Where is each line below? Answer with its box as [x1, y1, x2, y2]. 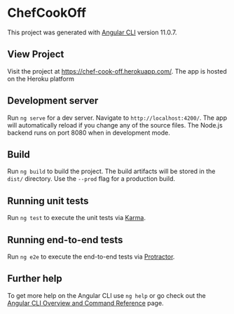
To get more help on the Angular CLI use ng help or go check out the [7, 291, 206, 299]
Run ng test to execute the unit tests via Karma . [7, 214, 146, 222]
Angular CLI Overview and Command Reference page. [7, 299, 164, 307]
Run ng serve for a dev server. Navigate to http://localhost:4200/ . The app [7, 114, 228, 122]
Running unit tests [7, 195, 89, 207]
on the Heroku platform [7, 74, 75, 83]
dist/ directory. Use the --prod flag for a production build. [7, 175, 175, 183]
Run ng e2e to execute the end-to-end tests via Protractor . [7, 252, 175, 261]
